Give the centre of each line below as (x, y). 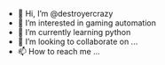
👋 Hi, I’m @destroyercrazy (65, 14)
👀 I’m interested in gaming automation (87, 23)
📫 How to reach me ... (59, 51)
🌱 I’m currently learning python (74, 32)
